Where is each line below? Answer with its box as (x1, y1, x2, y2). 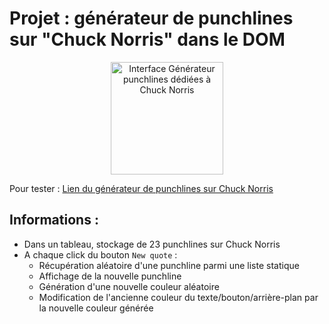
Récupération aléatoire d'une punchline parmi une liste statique (38, 259, 300, 271)
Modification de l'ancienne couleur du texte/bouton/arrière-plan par (38, 291, 319, 303)
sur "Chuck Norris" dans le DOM (9, 28, 286, 51)
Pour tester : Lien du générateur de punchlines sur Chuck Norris (9, 182, 274, 194)
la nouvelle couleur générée (38, 302, 154, 314)
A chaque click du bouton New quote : (23, 248, 178, 261)
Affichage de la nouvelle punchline (38, 270, 182, 282)
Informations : (9, 212, 99, 229)
